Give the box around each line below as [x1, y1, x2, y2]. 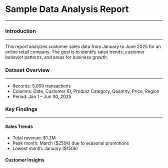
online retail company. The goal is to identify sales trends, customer [5, 49, 145, 55]
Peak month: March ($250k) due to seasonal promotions [12, 140, 129, 146]
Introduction [5, 27, 36, 34]
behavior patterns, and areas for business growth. [5, 54, 108, 60]
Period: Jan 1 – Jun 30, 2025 [12, 93, 71, 99]
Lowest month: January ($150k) [12, 145, 78, 151]
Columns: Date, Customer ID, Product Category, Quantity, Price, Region [12, 88, 159, 94]
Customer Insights [5, 156, 45, 163]
